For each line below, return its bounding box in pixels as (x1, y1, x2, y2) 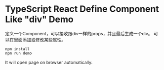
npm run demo (5, 50, 32, 56)
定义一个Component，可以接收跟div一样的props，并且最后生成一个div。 (5, 30, 153, 36)
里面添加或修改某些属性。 (13, 37, 66, 43)
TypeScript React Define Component (5, 3, 159, 15)
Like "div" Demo (5, 14, 74, 25)
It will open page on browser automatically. (5, 59, 93, 65)
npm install (5, 47, 30, 51)
